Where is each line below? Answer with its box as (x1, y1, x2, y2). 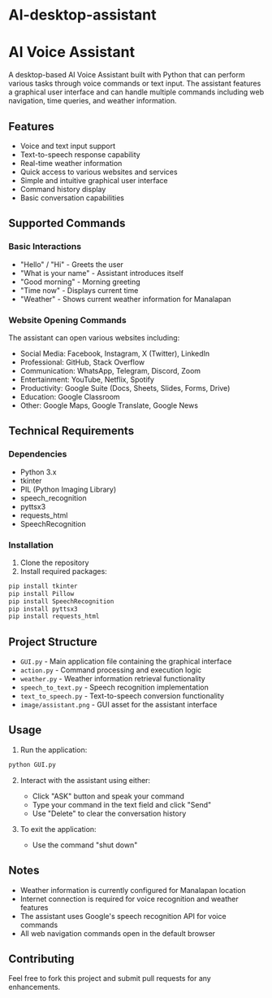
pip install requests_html (8, 612, 100, 620)
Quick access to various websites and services (19, 167, 178, 177)
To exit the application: (19, 824, 97, 834)
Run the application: (19, 745, 88, 755)
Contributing (8, 952, 75, 965)
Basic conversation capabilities (19, 193, 124, 203)
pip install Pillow (8, 589, 75, 597)
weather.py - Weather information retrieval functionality (19, 674, 205, 684)
